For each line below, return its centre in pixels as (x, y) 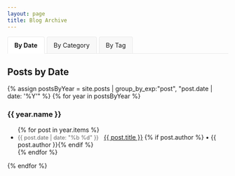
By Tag (116, 45)
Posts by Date (38, 72)
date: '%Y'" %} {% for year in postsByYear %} (74, 96)
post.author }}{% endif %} (55, 144)
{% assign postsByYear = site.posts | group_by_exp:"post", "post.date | (110, 89)
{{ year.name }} (34, 114)
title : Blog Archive (38, 20)
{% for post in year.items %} (58, 130)
